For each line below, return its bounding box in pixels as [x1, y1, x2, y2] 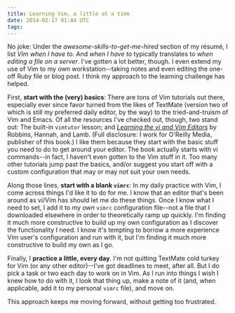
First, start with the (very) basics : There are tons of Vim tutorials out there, [7, 93, 225, 102]
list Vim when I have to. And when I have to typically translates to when [7, 50, 213, 58]
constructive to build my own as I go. [7, 241, 114, 249]
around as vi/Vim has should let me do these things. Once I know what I [7, 196, 215, 204]
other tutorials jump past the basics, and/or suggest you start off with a [7, 160, 213, 169]
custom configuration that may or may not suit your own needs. [7, 167, 191, 176]
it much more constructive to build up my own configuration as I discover [7, 218, 219, 227]
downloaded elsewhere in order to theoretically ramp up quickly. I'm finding [7, 211, 226, 219]
